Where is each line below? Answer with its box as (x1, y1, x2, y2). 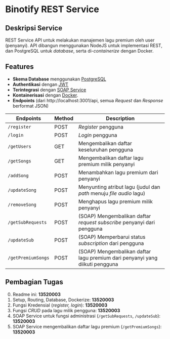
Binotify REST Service (5, 4, 100, 15)
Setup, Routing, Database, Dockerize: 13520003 (12, 296, 114, 303)
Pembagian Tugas (5, 278, 63, 286)
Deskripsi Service (5, 24, 62, 32)
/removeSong (8, 201, 37, 207)
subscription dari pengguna (78, 239, 144, 246)
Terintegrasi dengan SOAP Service (12, 87, 87, 93)
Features (5, 62, 34, 71)
